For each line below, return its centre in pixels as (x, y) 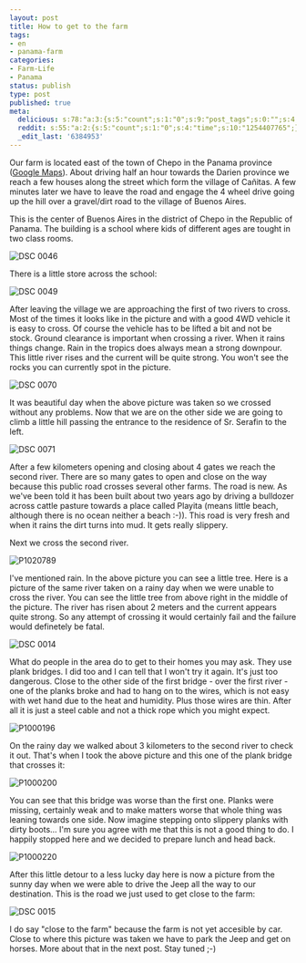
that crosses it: (37, 765)
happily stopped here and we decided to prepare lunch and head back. (143, 839)
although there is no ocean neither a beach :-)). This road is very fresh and (149, 515)
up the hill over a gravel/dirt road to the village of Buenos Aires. (128, 201)
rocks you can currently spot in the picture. (90, 367)
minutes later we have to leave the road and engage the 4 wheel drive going (152, 192)
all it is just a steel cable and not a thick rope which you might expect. (140, 710)
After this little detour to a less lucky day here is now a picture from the (142, 874)
